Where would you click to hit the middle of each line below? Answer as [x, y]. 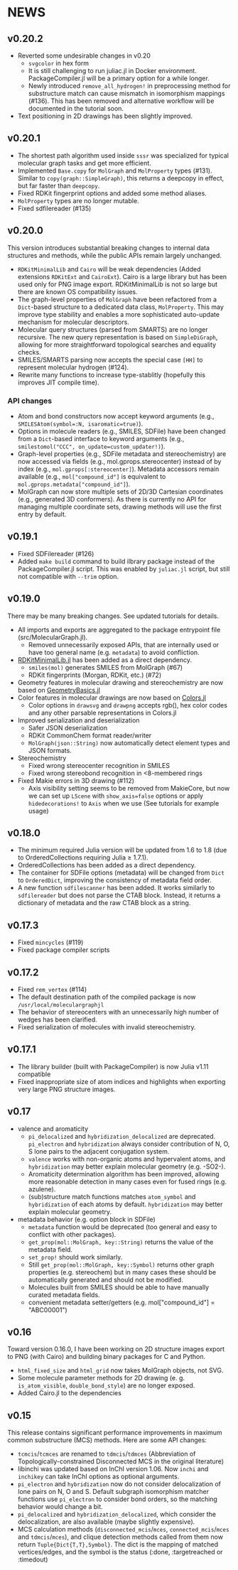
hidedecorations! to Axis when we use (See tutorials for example [124, 803]
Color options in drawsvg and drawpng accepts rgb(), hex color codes [128, 705]
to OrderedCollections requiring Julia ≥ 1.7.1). [83, 857]
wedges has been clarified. [57, 1019]
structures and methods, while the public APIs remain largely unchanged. [115, 255]
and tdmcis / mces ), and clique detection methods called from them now [120, 1537]
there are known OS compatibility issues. [77, 291]
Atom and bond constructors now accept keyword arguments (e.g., [116, 416]
